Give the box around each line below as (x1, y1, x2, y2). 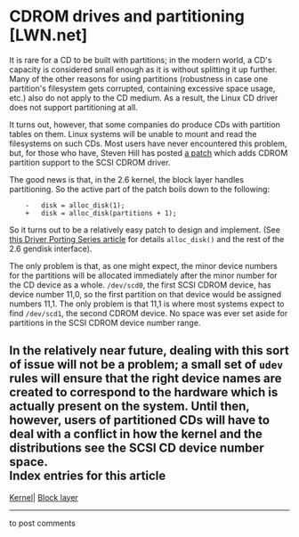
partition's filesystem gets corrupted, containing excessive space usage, (9, 83, 276, 94)
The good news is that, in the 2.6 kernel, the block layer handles (9, 174, 245, 184)
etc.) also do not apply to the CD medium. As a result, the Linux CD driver (9, 92, 279, 103)
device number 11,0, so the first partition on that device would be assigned (9, 289, 282, 299)
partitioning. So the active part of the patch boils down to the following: (9, 183, 270, 194)
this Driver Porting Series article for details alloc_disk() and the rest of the (9, 233, 285, 244)
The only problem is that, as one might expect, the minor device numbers (9, 260, 278, 271)
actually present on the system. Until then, (9, 399, 250, 414)
